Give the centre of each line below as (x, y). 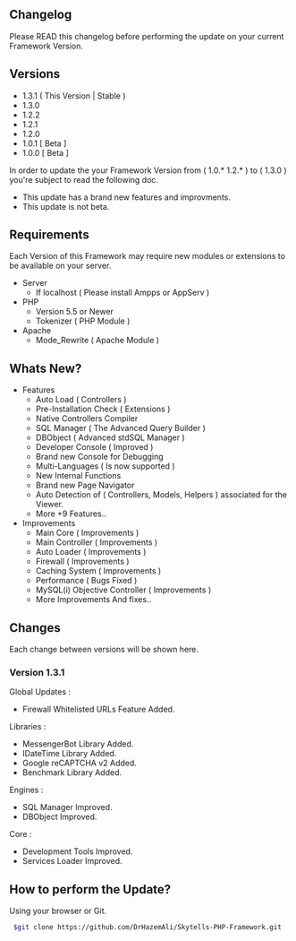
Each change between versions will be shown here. (104, 650)
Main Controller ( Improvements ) (97, 542)
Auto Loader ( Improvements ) (91, 552)
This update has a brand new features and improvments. (126, 197)
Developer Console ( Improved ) (94, 447)
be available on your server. (60, 266)
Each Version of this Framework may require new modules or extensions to (148, 256)
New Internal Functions (78, 476)
